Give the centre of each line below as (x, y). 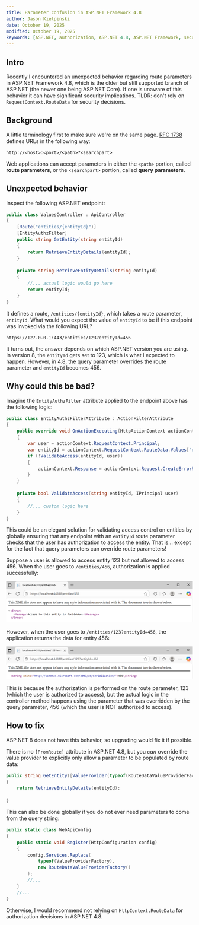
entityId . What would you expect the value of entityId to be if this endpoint (99, 320)
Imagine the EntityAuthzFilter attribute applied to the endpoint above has (97, 400)
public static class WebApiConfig (49, 830)
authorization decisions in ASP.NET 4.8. (54, 916)
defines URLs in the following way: (48, 141)
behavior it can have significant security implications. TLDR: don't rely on (95, 96)
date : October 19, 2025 (36, 25)
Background (29, 121)
